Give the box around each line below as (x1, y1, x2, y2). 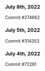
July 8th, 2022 (5, 3, 40, 10)
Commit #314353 (5, 38, 40, 44)
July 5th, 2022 (5, 27, 40, 34)
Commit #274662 (5, 15, 40, 21)
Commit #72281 (5, 61, 37, 67)
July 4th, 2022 (5, 50, 41, 57)
